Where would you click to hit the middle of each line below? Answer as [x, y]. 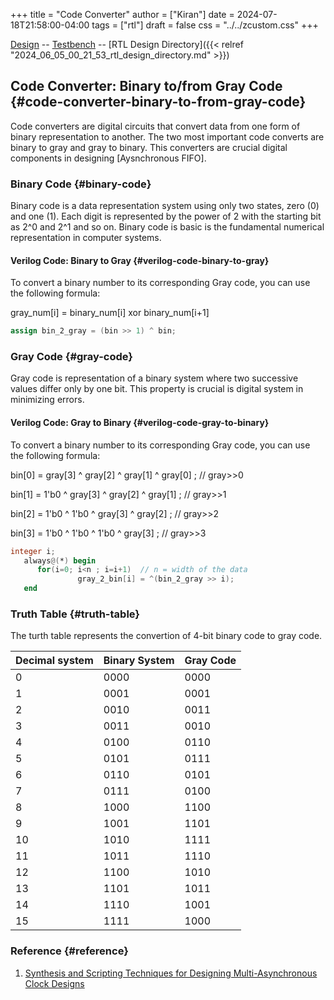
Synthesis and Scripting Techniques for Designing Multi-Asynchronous [171, 973]
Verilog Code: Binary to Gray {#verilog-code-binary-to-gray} [140, 260]
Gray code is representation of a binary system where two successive [154, 378]
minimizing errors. [47, 400]
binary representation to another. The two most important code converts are [167, 136]
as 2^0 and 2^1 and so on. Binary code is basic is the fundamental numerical [167, 227]
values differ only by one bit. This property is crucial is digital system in [157, 389]
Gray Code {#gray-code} [72, 357]
